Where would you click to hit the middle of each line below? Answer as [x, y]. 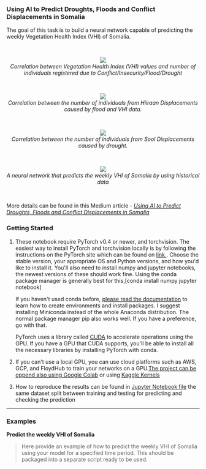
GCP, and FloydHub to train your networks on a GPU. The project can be [106, 368]
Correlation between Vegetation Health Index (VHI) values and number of [103, 67]
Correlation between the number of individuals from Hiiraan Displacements [103, 103]
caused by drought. [103, 146]
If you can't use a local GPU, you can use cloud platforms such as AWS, [106, 362]
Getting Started [30, 228]
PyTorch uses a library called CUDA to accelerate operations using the [104, 337]
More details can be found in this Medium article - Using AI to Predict [94, 206]
